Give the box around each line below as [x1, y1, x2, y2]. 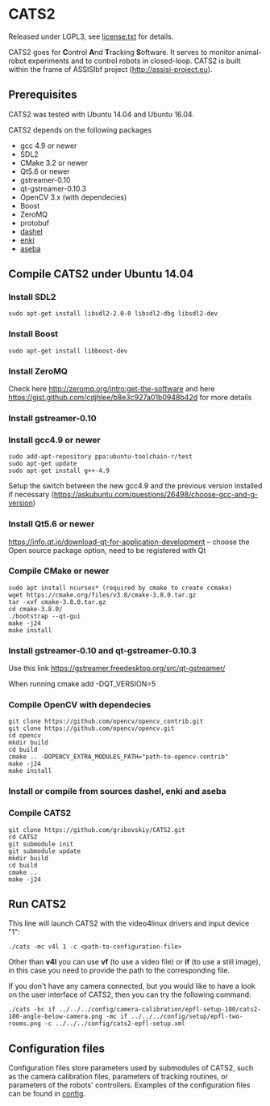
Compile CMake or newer [8, 565, 110, 576]
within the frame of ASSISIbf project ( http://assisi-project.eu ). [8, 64, 213, 74]
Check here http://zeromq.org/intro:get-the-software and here [8, 384, 215, 394]
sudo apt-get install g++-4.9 [8, 466, 110, 475]
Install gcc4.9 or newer [8, 434, 101, 445]
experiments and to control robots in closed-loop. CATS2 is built [27, 56, 241, 65]
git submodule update [8, 846, 81, 855]
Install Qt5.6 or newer [8, 518, 95, 530]
